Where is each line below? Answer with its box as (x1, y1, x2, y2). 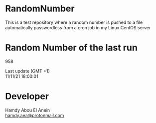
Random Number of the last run (5, 42, 138, 54)
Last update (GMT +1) (5, 68, 50, 74)
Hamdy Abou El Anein (5, 107, 50, 113)
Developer (5, 91, 49, 102)
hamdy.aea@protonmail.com (5, 112, 64, 118)
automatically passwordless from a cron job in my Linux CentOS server (5, 24, 151, 30)
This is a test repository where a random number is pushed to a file (5, 19, 143, 25)
